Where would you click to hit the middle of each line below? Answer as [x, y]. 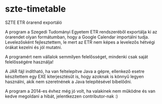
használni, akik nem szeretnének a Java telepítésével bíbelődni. [68, 82]
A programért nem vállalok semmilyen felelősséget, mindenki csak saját [77, 56]
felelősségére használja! [29, 62]
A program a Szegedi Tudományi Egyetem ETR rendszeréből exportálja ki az [81, 32]
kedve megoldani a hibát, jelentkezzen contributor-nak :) [61, 96]
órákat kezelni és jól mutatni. [33, 47]
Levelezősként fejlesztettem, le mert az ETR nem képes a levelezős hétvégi [80, 42]
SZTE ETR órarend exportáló [33, 22]
